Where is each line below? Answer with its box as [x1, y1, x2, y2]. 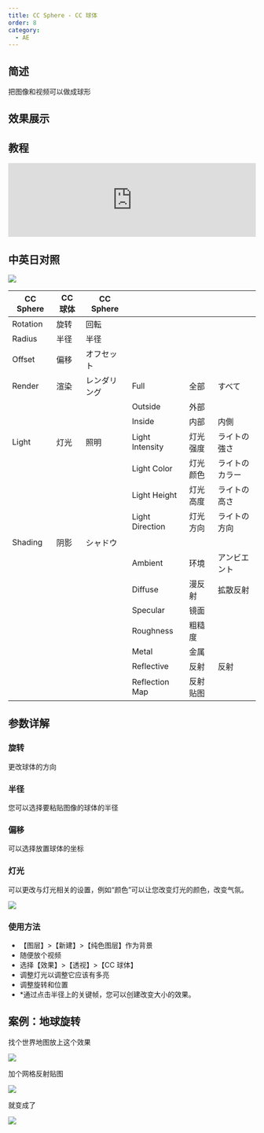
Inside [131, 416, 155, 427]
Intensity [131, 441, 164, 452]
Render [12, 381, 39, 392]
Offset [12, 354, 35, 365]
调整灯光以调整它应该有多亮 [19, 969, 110, 980]
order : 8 [8, 19, 37, 27]
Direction [131, 521, 166, 532]
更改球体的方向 [8, 762, 57, 771]
